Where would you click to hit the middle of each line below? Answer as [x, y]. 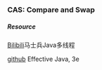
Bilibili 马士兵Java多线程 [41, 45]
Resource [22, 27]
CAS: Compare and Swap [51, 10]
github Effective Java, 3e [43, 59]
